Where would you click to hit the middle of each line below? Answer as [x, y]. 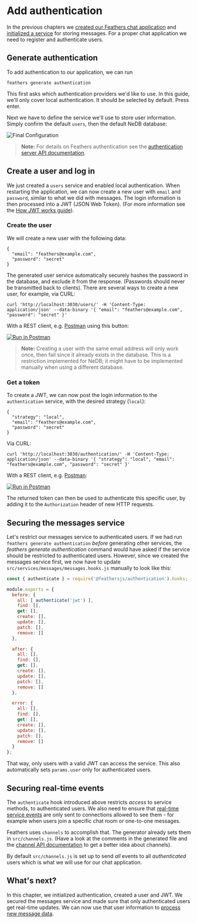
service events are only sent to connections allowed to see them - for [91, 815]
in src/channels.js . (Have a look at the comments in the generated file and [97, 839]
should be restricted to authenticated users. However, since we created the [98, 555]
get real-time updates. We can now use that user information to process [94, 907]
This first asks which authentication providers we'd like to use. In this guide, [98, 94]
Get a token [23, 382]
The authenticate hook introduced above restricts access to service [89, 802]
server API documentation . [53, 152]
